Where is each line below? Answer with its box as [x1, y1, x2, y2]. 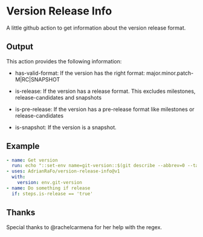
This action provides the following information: [6, 57, 122, 65]
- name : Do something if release [6, 185, 91, 191]
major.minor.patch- [146, 69, 194, 77]
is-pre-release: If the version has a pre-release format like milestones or [14, 106, 195, 113]
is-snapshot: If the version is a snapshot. [14, 124, 117, 131]
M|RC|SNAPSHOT [14, 75, 60, 83]
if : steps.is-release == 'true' [11, 191, 94, 197]
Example [6, 141, 40, 151]
